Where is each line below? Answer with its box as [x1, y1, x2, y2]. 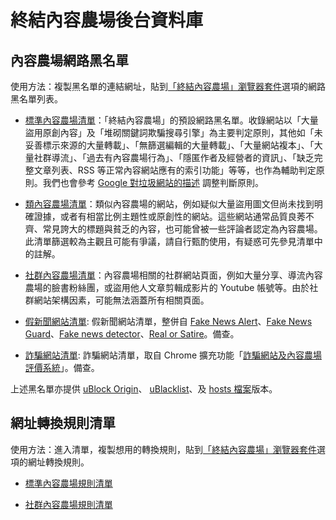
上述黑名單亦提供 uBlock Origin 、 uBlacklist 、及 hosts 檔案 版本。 [10, 383, 278, 395]
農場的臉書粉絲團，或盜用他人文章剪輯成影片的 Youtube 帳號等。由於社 [24, 282, 319, 293]
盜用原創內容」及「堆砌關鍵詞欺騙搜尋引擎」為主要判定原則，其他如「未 [24, 127, 323, 138]
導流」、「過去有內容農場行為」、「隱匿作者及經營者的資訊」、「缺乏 [51, 152, 315, 163]
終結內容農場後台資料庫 [10, 9, 204, 32]
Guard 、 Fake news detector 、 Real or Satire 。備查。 [24, 328, 240, 340]
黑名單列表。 [10, 93, 63, 105]
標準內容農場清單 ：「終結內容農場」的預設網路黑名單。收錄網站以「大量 [24, 114, 319, 126]
